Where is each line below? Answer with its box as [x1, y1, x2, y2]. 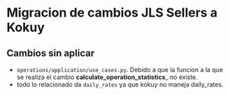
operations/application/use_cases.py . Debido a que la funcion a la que [16, 66, 224, 74]
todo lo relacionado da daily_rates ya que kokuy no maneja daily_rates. [16, 80, 224, 88]
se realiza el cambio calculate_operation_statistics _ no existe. [16, 73, 199, 81]
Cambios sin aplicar [6, 47, 95, 59]
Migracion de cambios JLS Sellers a [6, 5, 218, 21]
